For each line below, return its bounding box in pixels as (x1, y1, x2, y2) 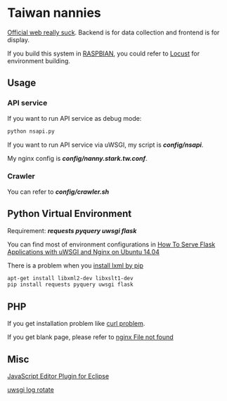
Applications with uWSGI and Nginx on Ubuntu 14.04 (7, 247, 160, 256)
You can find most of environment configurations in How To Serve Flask (7, 240, 216, 249)
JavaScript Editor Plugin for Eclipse (7, 372, 110, 380)
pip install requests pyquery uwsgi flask (7, 281, 134, 289)
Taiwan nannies (7, 5, 102, 21)
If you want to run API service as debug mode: (7, 114, 142, 122)
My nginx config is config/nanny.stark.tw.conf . (7, 154, 148, 162)
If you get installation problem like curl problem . (7, 320, 145, 328)
